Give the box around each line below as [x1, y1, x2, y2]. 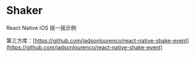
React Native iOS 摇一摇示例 [6, 24, 77, 31]
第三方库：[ [6, 37, 35, 44]
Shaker [6, 4, 43, 17]
